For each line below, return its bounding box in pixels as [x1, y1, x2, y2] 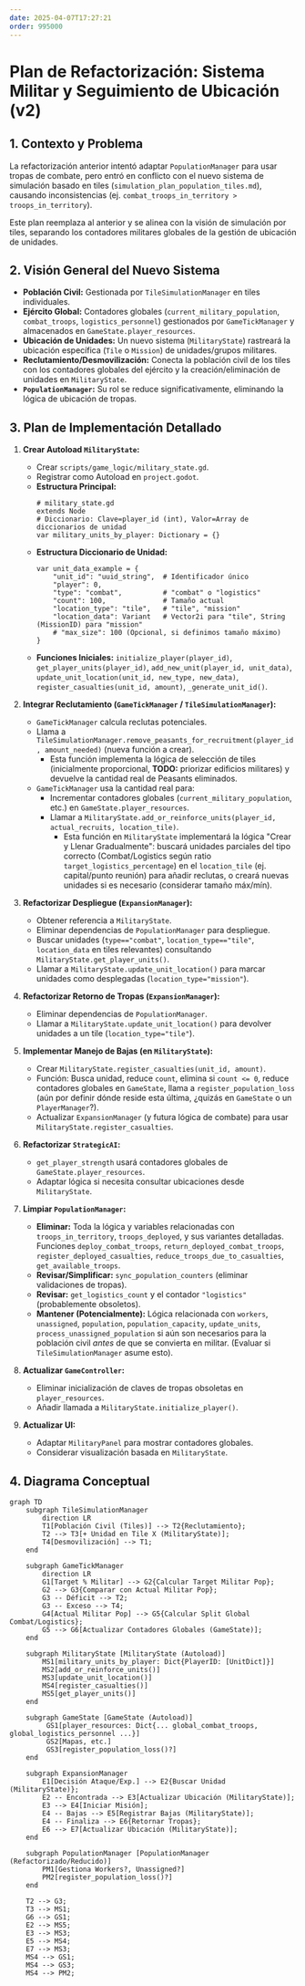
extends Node [36, 507, 86, 516]
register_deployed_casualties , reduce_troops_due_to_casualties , [36, 1251, 284, 1262]
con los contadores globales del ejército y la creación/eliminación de [22, 364, 280, 375]
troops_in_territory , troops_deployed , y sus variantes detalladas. [36, 1231, 285, 1242]
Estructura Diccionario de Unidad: [36, 546, 168, 557]
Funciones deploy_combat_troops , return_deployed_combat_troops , [36, 1241, 285, 1252]
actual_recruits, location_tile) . [49, 822, 179, 833]
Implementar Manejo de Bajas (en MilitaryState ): [22, 1045, 214, 1056]
